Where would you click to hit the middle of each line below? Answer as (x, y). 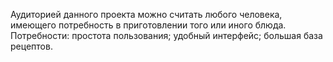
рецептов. (31, 46)
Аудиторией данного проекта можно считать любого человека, (146, 14)
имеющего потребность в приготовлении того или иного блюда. (148, 25)
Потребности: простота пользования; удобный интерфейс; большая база (166, 35)
